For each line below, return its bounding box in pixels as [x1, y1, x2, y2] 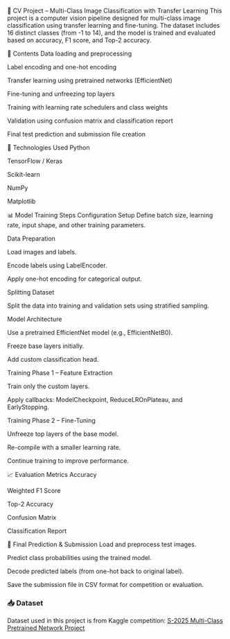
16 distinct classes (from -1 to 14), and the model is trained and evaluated [7, 28, 216, 37]
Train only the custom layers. [7, 382, 90, 390]
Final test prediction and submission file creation [7, 130, 146, 138]
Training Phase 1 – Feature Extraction [7, 369, 113, 377]
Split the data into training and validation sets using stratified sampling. [7, 301, 210, 310]
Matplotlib [7, 198, 36, 205]
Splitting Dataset [7, 288, 55, 296]
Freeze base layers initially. [7, 342, 85, 350]
